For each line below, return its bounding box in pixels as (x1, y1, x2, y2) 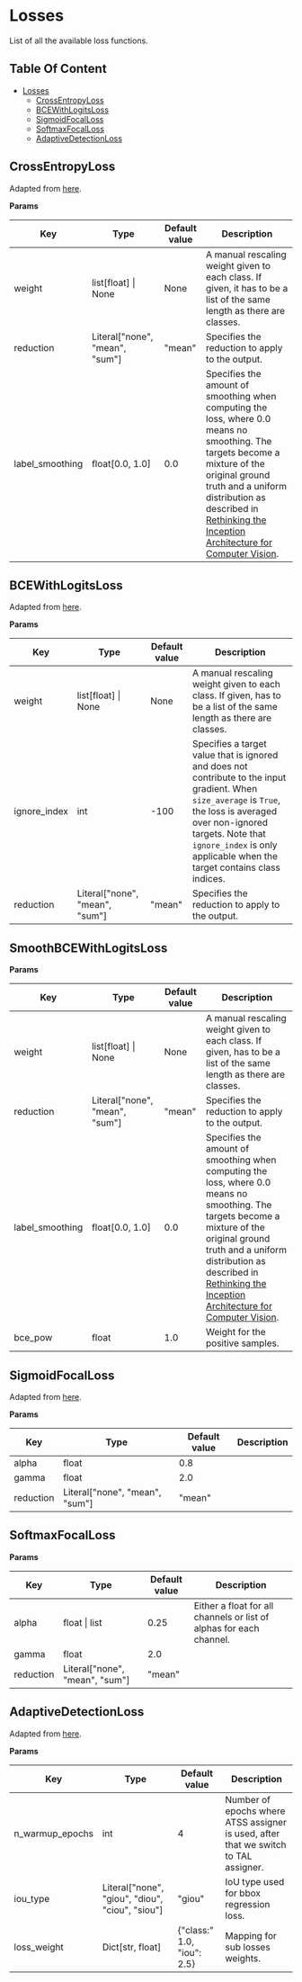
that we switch (225, 1838, 287, 1851)
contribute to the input (191, 771, 287, 784)
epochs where (225, 1805, 286, 1817)
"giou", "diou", (102, 1892, 164, 1905)
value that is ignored (191, 749, 279, 761)
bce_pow (13, 1332, 53, 1344)
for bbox (225, 1887, 261, 1899)
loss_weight (13, 1941, 65, 1953)
